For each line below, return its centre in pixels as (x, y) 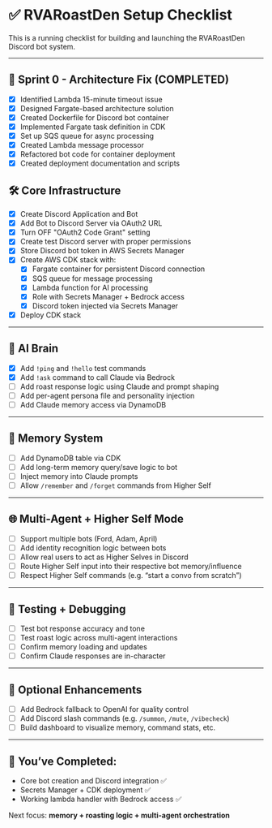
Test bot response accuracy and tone (83, 628)
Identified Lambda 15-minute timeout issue (91, 99)
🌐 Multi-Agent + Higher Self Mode (96, 519)
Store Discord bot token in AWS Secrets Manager (102, 251)
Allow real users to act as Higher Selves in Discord (104, 557)
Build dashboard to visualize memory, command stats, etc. (118, 727)
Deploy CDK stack (51, 315)
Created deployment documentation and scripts (100, 163)
